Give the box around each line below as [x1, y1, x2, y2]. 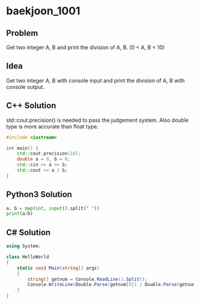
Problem [6, 28, 39, 38]
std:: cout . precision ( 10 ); [17, 151, 82, 156]
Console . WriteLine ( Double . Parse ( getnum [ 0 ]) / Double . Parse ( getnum [27, 282, 196, 288]
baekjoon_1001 [6, 4, 80, 18]
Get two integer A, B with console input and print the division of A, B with [6, 76, 185, 84]
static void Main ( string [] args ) [17, 265, 100, 271]
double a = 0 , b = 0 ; [17, 156, 70, 162]
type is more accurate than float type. [6, 122, 99, 130]
